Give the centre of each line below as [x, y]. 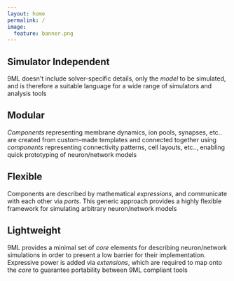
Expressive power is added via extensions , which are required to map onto [115, 262]
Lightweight [34, 231]
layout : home [26, 14]
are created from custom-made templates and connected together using [112, 139]
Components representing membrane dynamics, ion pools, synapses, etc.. [115, 132]
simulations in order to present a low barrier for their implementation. [107, 255]
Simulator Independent [58, 61]
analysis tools [27, 94]
